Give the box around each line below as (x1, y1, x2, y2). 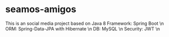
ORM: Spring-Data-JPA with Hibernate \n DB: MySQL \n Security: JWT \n (5, 25, 160, 31)
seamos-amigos (5, 4, 77, 15)
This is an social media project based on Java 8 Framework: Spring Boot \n (5, 20, 164, 26)
